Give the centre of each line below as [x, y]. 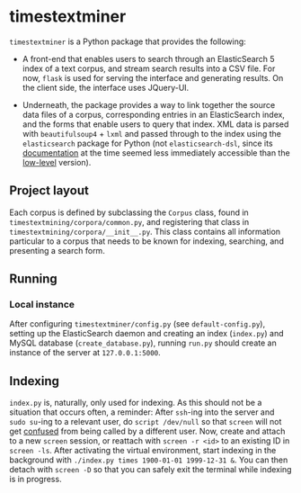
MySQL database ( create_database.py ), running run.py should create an [143, 343]
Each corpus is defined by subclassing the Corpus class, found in [129, 212]
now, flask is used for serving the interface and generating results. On [153, 77]
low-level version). [57, 162]
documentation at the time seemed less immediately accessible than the [156, 152]
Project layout [49, 191]
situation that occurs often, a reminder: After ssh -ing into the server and [142, 412]
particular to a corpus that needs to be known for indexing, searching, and [147, 241]
